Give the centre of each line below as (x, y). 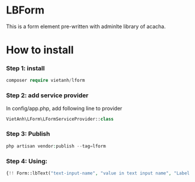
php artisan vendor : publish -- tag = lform (56, 146)
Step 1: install (25, 68)
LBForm (25, 10)
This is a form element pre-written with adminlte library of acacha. (86, 26)
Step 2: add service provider (47, 95)
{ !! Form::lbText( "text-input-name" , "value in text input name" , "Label (98, 173)
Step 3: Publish (28, 134)
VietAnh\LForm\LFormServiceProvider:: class (60, 119)
